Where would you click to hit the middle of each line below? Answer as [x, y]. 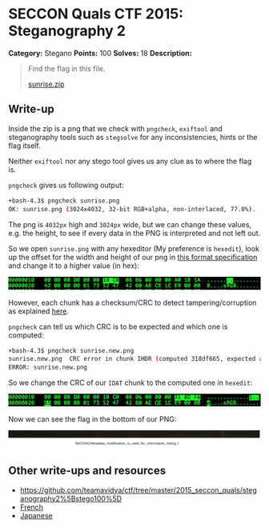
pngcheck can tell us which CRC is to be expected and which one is [118, 326]
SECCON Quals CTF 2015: [96, 14]
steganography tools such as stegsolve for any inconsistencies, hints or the [133, 137]
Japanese [36, 515]
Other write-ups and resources [87, 471]
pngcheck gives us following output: [66, 185]
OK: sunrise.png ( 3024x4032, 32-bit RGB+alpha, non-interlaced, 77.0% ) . [132, 209]
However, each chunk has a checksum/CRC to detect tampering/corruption [132, 302]
